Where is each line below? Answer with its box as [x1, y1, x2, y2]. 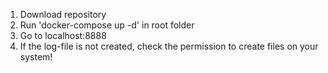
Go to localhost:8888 [19, 30, 107, 41]
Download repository [19, 9, 107, 20]
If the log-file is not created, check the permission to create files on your [19, 40, 319, 52]
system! [19, 51, 53, 63]
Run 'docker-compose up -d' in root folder [19, 19, 195, 31]
